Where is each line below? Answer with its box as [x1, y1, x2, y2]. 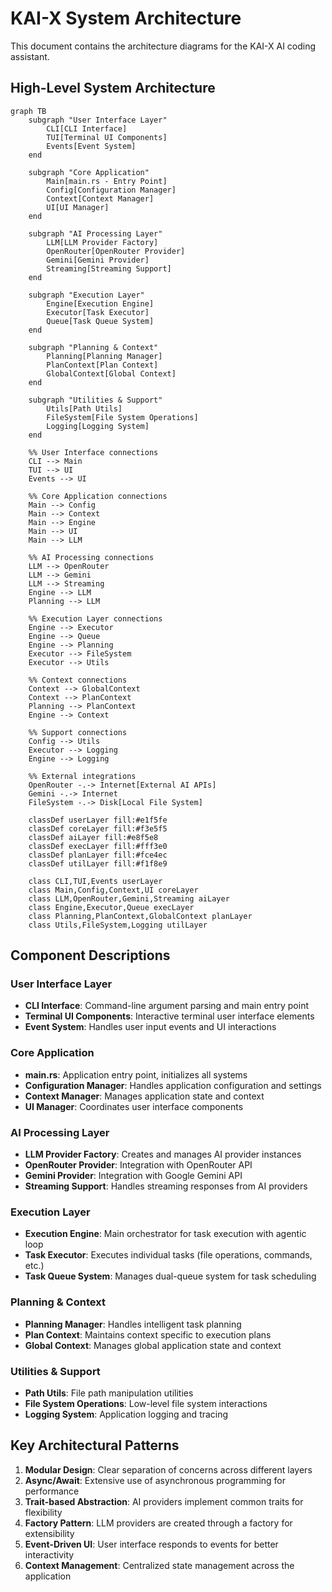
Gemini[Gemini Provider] [46, 255, 150, 265]
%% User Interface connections [28, 447, 159, 457]
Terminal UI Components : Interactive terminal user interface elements [24, 1010, 315, 1022]
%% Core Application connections [28, 491, 168, 501]
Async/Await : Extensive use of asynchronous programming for [24, 1474, 287, 1486]
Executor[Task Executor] [46, 307, 150, 317]
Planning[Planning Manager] [46, 351, 163, 361]
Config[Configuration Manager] [46, 185, 177, 195]
